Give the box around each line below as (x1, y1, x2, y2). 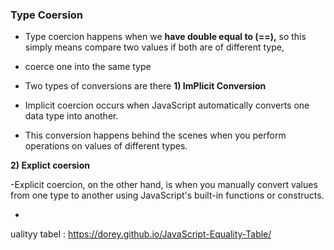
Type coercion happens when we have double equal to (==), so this (24, 31, 307, 43)
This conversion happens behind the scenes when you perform (24, 129, 287, 142)
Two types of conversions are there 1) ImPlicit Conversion (24, 80, 267, 92)
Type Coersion (10, 8, 84, 22)
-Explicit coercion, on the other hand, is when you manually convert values (10, 179, 318, 191)
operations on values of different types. (24, 140, 188, 152)
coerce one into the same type (24, 61, 152, 73)
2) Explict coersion (10, 159, 90, 172)
